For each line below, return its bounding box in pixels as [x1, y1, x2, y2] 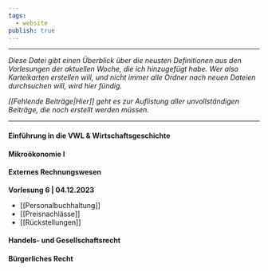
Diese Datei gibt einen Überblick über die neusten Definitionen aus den [8, 56, 242, 65]
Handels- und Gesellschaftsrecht [8, 236, 121, 245]
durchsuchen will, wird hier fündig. [8, 81, 122, 91]
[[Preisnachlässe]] [19, 209, 81, 218]
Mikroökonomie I [8, 149, 65, 159]
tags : [8, 11, 26, 20]
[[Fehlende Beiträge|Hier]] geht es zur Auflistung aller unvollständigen [8, 96, 239, 106]
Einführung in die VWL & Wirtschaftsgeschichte [8, 131, 171, 140]
